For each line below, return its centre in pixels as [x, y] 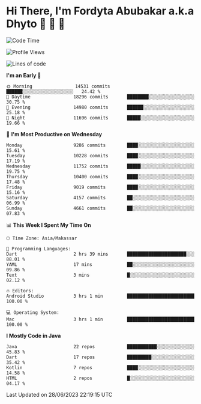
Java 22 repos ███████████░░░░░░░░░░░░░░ [100, 346]
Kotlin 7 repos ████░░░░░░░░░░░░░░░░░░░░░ [100, 367]
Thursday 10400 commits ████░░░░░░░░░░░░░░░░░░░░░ [100, 176]
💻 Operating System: [33, 312]
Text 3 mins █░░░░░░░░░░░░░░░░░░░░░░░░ [100, 275]
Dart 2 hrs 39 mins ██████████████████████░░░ [100, 254]
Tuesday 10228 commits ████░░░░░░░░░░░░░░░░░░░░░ [100, 155]
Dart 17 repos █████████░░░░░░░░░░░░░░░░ [100, 357]
